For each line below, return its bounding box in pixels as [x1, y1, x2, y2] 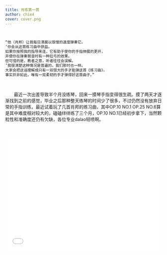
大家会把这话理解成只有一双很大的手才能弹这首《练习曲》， [5, 68, 107, 73]
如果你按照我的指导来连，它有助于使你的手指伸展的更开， [5, 49, 105, 54]
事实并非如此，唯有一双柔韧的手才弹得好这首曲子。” [5, 72, 94, 77]
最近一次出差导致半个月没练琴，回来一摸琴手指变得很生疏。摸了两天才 [14, 92, 158, 98]
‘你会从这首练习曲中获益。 [5, 44, 52, 50]
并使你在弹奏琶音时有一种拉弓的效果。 [5, 54, 72, 59]
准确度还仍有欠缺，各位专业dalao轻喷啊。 [18, 117, 104, 123]
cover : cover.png [5, 16, 41, 21]
